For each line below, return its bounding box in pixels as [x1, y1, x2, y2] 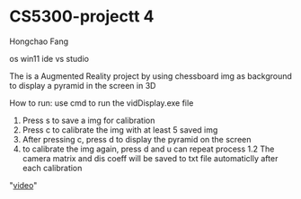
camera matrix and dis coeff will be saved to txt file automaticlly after [22, 152, 279, 163]
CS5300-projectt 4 [9, 6, 155, 27]
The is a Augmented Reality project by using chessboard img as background [9, 70, 292, 82]
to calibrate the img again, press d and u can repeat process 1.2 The [22, 143, 275, 154]
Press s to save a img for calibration [22, 115, 155, 125]
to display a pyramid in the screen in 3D [9, 80, 156, 91]
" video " [9, 179, 38, 190]
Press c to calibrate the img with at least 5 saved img [22, 124, 218, 135]
